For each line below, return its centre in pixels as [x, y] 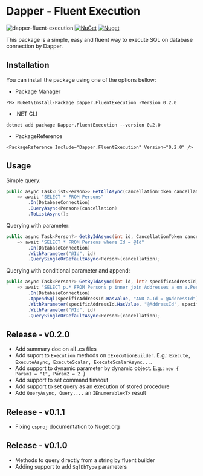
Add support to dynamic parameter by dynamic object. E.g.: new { [97, 368]
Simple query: [24, 180]
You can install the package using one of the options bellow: [81, 79]
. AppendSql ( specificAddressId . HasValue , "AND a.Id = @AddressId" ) [113, 299]
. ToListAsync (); [48, 214]
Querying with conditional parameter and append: [68, 271]
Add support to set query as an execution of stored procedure [92, 386]
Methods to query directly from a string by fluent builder [85, 460]
